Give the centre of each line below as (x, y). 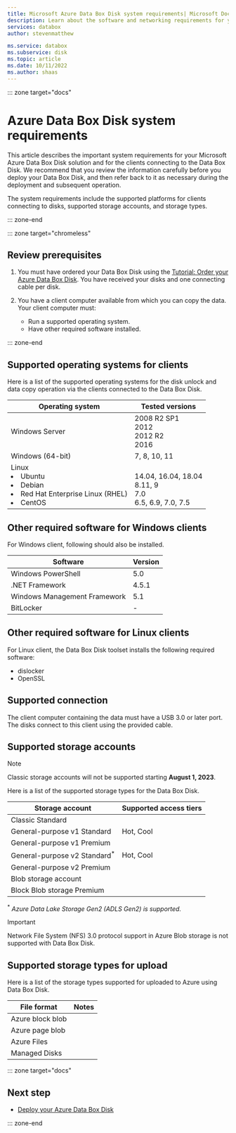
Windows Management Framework (68, 596)
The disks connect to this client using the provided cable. (90, 725)
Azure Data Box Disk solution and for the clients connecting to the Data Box (117, 162)
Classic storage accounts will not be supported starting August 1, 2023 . (112, 778)
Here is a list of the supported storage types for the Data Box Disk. (104, 791)
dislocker (31, 671)
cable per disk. (39, 287)
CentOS (34, 503)
